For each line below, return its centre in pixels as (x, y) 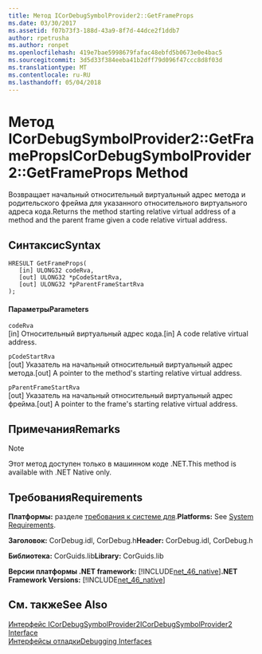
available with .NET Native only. (60, 472)
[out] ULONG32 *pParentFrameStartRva (82, 285)
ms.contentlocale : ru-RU (49, 75)
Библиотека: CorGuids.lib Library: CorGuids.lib (86, 556)
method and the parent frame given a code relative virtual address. (118, 220)
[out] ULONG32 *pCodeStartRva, (71, 278)
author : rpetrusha (39, 38)
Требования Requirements (76, 497)
